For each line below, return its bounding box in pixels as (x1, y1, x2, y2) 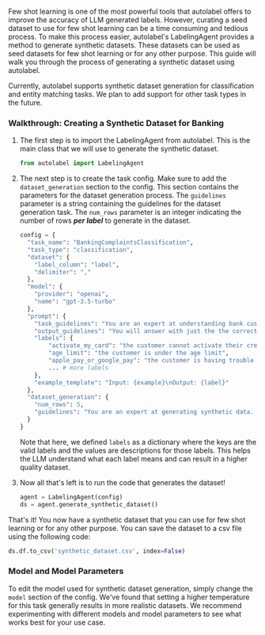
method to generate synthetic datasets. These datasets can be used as (8, 40, 240, 50)
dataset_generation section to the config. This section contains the (19, 182, 239, 192)
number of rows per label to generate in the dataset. (19, 216, 191, 225)
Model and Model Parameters (8, 566, 124, 577)
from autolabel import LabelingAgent (19, 159, 145, 167)
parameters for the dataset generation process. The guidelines (19, 190, 227, 201)
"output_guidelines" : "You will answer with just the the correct (34, 327, 258, 335)
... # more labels (48, 364, 109, 372)
